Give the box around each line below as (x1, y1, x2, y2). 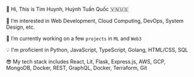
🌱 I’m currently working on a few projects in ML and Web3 (6, 35, 142, 42)
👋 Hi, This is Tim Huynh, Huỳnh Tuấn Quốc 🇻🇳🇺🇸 (6, 6, 129, 12)
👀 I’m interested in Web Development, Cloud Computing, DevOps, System (6, 18, 184, 24)
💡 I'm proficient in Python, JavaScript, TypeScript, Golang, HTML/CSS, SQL (6, 46, 189, 53)
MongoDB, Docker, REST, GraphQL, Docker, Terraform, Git (6, 65, 148, 71)
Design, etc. (6, 24, 35, 31)
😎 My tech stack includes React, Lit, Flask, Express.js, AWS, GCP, (6, 58, 166, 65)
